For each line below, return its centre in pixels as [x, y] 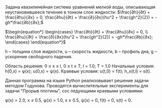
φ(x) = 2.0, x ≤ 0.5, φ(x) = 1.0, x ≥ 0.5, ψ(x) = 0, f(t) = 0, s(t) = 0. [69, 100]
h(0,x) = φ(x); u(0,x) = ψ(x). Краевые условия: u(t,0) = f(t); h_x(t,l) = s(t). [78, 71]
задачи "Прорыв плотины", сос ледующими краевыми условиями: [74, 91]
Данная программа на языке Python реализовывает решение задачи [77, 80]
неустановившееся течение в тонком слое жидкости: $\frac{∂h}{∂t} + [78, 12]
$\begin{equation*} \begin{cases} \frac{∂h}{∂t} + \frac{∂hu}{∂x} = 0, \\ [77, 32]
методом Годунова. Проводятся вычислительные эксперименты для [77, 86]
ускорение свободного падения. [39, 57]
